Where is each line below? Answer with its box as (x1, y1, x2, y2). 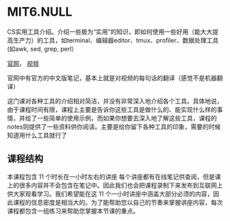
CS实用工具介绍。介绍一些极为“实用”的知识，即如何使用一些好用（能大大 (7, 27, 213, 36)
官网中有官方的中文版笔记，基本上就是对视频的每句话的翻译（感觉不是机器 (7, 73, 217, 82)
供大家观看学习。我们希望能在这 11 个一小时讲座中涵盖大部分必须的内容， (7, 190, 214, 198)
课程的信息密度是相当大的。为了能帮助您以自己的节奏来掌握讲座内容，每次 (12, 198, 223, 206)
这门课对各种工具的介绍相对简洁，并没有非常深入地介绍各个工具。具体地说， (7, 96, 223, 105)
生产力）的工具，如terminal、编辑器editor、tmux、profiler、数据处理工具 (12, 36, 219, 44)
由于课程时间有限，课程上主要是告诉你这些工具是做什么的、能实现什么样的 (7, 105, 217, 114)
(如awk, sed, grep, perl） (7, 44, 78, 53)
